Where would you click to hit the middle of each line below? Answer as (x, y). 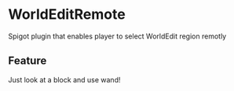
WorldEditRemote (67, 15)
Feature (27, 61)
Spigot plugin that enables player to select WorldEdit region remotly (117, 36)
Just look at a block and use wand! (64, 79)
